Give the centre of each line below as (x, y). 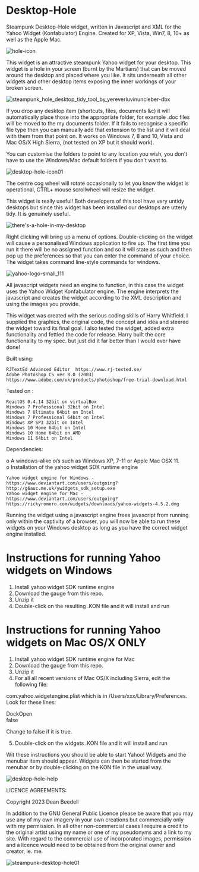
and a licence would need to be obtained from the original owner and (91, 845)
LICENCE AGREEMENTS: (37, 790)
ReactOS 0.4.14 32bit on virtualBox (51, 402)
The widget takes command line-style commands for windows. (83, 262)
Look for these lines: (31, 702)
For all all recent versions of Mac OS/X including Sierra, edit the (92, 678)
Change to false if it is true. (39, 731)
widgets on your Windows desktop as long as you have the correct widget (97, 527)
